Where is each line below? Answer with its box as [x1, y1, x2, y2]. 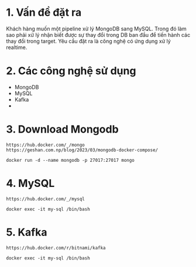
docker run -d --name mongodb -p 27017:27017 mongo [6, 157, 135, 163]
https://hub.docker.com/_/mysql [6, 196, 85, 202]
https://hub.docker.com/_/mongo [6, 142, 85, 148]
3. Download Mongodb [6, 123, 119, 136]
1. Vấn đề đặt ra [6, 6, 82, 19]
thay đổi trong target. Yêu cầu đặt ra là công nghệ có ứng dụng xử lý [6, 37, 171, 44]
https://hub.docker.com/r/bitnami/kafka [6, 245, 106, 251]
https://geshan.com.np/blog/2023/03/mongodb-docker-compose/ [6, 147, 159, 153]
